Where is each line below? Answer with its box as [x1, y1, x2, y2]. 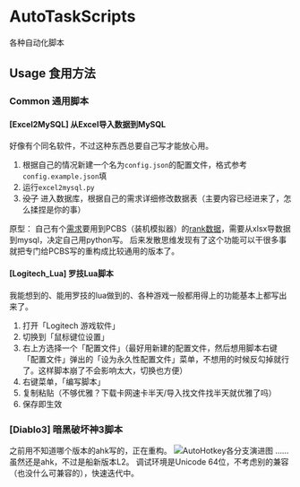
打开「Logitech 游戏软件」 [21, 320, 120, 331]
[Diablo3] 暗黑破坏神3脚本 [9, 423, 124, 436]
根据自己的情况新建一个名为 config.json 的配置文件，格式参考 [21, 160, 248, 170]
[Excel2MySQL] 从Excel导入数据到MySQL [9, 118, 167, 129]
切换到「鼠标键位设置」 [21, 331, 109, 342]
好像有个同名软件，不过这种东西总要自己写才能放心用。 [9, 141, 213, 152]
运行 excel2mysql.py [21, 182, 96, 193]
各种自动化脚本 [9, 37, 64, 48]
